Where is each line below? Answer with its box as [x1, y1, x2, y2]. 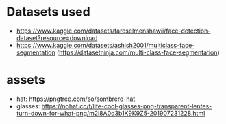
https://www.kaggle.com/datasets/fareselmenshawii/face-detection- [16, 27, 211, 35]
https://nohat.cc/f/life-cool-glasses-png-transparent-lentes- [41, 102, 212, 110]
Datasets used [6, 4, 90, 20]
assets [6, 72, 46, 88]
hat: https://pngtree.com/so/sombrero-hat [16, 95, 136, 103]
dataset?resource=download [16, 33, 98, 42]
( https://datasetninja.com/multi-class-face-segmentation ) [56, 48, 220, 57]
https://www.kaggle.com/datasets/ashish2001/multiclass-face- [16, 41, 195, 49]
